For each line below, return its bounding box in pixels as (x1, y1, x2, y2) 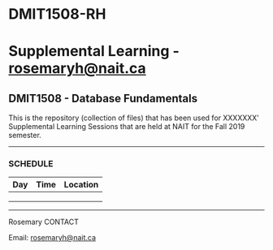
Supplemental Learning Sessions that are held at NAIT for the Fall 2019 (8, 122, 245, 131)
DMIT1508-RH (8, 5, 106, 24)
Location (63, 179, 99, 191)
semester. (8, 131, 42, 140)
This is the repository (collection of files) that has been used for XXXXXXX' (8, 113, 260, 123)
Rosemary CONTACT (8, 217, 79, 227)
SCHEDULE (8, 158, 54, 170)
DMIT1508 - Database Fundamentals (8, 91, 197, 106)
